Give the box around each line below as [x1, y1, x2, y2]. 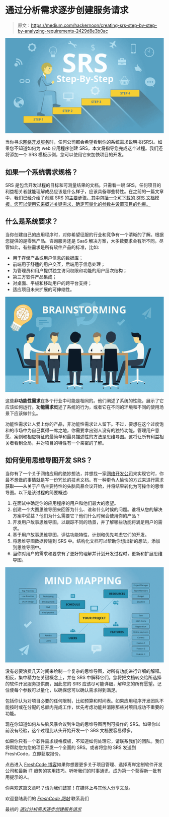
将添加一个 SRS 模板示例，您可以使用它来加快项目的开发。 [5, 152, 127, 158]
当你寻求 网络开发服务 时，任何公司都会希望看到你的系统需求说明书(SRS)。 [5, 139, 158, 145]
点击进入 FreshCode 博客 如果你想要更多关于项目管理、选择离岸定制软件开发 [5, 761, 162, 767]
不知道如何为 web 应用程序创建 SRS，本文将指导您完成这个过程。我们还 [14, 145, 163, 151]
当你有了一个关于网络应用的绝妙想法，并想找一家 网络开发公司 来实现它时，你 [5, 470, 164, 477]
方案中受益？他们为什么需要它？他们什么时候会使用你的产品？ [12, 512, 141, 518]
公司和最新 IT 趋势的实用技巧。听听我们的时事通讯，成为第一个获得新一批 [5, 768, 157, 774]
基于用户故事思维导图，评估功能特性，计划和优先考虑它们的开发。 [12, 532, 149, 538]
